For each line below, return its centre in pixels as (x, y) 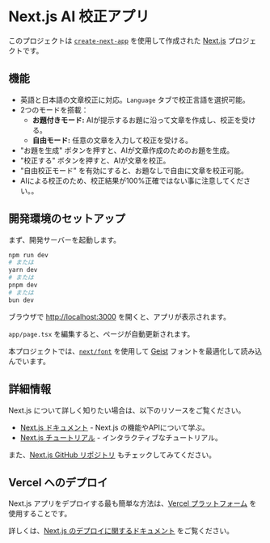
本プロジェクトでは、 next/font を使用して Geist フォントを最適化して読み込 (135, 351)
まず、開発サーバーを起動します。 (65, 240)
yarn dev (23, 270)
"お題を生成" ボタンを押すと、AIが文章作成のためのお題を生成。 (127, 150)
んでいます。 (29, 361)
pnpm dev (23, 285)
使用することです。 (40, 514)
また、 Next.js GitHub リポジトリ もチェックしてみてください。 (112, 455)
